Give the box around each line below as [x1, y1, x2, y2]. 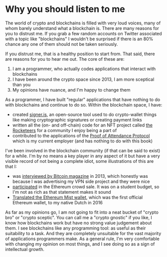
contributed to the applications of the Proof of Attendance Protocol [12, 132, 150, 138]
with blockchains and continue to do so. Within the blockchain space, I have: [5, 102, 163, 108]
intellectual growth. [5, 246, 45, 252]
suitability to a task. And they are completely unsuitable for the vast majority [5, 230, 162, 236]
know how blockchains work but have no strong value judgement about [5, 220, 152, 226]
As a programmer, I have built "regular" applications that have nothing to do [5, 96, 161, 103]
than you [12, 81, 31, 88]
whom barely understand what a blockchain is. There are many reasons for [5, 25, 160, 31]
